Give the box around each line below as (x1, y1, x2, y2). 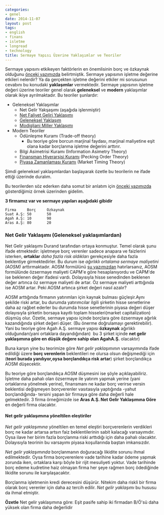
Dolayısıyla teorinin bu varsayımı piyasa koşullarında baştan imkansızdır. (5, 439, 150, 445)
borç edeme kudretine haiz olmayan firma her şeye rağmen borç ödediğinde (5, 464, 159, 470)
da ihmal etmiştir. (5, 489, 40, 495)
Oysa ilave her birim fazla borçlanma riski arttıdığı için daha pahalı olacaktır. (5, 434, 157, 440)
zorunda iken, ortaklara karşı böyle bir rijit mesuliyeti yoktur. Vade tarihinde (5, 459, 156, 465)
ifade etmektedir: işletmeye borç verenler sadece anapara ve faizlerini (5, 248, 146, 254)
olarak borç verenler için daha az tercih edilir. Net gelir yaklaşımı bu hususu (5, 484, 157, 490)
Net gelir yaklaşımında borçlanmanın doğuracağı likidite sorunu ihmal (5, 449, 145, 455)
